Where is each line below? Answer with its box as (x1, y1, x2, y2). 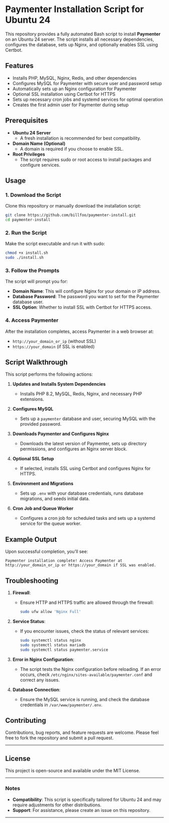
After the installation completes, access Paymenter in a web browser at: (5, 328, 154, 334)
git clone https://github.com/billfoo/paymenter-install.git (5, 213, 136, 218)
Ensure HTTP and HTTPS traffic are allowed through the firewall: (20, 599, 154, 605)
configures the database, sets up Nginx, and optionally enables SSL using (5, 41, 158, 47)
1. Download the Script (5, 191, 61, 198)
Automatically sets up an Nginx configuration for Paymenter (12, 86, 137, 92)
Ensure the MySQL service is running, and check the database (20, 696, 150, 702)
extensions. (20, 396, 44, 402)
